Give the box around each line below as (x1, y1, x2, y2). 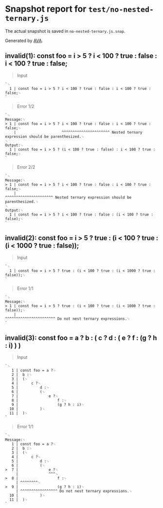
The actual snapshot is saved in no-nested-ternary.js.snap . (5, 28, 126, 34)
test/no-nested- (88, 5, 154, 14)
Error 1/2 (17, 103, 35, 109)
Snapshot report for (5, 3, 87, 15)
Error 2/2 (17, 164, 36, 170)
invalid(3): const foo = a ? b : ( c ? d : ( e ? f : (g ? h (5, 333, 157, 342)
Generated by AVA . (5, 38, 43, 44)
